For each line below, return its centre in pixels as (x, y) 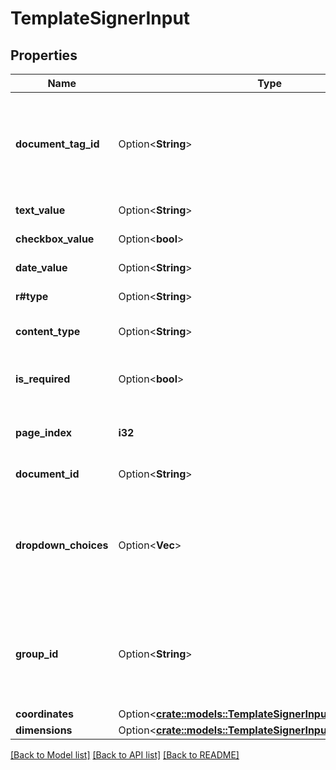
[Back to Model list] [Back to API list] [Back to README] (125, 755)
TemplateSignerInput (100, 18)
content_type (48, 331)
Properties (44, 55)
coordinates (45, 714)
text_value (40, 210)
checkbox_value (55, 239)
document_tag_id (57, 144)
